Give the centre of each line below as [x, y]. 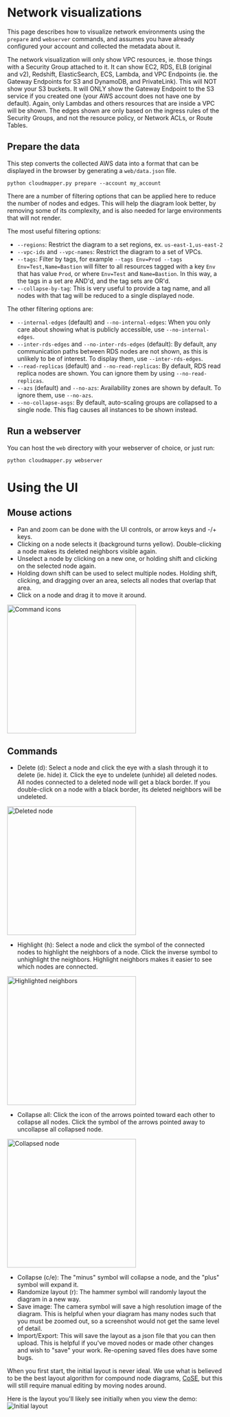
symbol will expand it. [48, 1284]
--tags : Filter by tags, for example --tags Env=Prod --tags [100, 259]
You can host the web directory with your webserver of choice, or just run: [111, 448]
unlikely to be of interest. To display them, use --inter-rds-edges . [110, 358]
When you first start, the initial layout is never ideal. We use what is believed [115, 1371]
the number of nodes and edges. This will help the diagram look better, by [112, 203]
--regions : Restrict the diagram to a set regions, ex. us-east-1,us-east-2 [120, 244]
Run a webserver [44, 431]
